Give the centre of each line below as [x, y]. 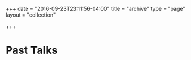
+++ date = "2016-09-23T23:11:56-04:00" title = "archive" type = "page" [95, 9]
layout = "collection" [31, 15]
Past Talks [32, 50]
